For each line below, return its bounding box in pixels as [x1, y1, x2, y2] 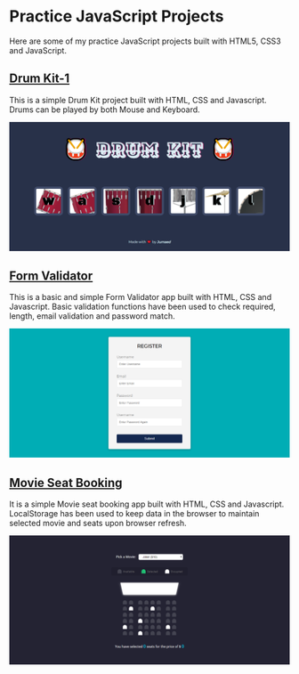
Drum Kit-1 [9, 71, 70, 86]
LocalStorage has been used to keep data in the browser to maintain [9, 508, 260, 518]
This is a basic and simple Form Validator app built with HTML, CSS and [9, 292, 272, 303]
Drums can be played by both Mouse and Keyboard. [9, 104, 200, 115]
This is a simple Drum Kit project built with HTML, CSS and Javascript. [9, 94, 267, 105]
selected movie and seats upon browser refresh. [9, 518, 187, 528]
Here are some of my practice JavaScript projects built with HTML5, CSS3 [9, 36, 282, 46]
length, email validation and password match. [9, 311, 175, 321]
